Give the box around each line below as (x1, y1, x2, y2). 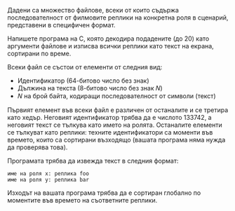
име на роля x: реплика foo (7, 170, 90, 177)
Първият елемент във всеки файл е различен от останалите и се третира (7, 106, 229, 114)
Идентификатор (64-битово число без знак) (17, 76, 149, 85)
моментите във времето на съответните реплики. (7, 196, 158, 204)
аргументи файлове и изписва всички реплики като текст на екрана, (7, 42, 214, 50)
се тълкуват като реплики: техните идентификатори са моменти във (7, 128, 213, 136)
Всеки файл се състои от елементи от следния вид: (7, 63, 163, 71)
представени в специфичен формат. (7, 21, 116, 29)
